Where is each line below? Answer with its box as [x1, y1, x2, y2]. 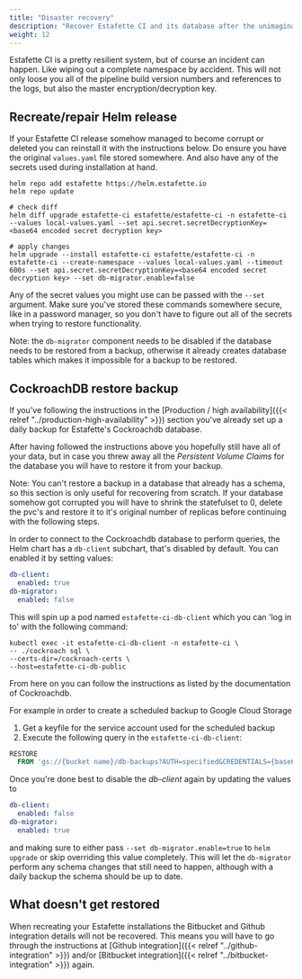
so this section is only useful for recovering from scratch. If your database [9, 488, 284, 498]
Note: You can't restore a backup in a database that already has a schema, [9, 478, 286, 489]
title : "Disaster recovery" [9, 13, 115, 22]
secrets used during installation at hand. [9, 162, 158, 173]
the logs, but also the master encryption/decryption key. [9, 83, 218, 94]
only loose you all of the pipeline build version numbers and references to [9, 74, 281, 85]
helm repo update [9, 187, 75, 196]
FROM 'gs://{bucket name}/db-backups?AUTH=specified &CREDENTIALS [17, 758, 268, 767]
